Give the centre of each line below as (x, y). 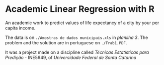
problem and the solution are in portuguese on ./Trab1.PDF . (66, 42)
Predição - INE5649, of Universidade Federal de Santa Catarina (71, 57)
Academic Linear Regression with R (80, 9)
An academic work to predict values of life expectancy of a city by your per (82, 23)
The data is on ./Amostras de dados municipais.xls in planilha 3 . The (77, 37)
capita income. (20, 28)
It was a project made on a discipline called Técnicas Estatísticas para (77, 52)
